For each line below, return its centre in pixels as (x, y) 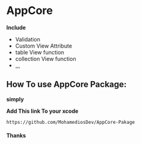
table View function (40, 52)
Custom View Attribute (43, 46)
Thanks (16, 135)
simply (15, 99)
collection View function (45, 59)
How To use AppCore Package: (67, 85)
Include (16, 27)
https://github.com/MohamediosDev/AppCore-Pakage (71, 122)
